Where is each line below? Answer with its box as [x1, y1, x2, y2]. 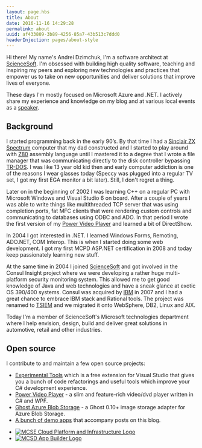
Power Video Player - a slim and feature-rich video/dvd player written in [14, 390, 194, 398]
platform [6, 275, 27, 283]
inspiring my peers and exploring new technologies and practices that [6, 67, 180, 73]
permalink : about [6, 25, 50, 32]
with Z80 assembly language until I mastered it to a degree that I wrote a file [6, 150, 195, 157]
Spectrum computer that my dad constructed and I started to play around [6, 143, 189, 151]
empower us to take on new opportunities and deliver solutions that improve [6, 73, 195, 80]
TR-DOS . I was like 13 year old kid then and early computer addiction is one [6, 163, 194, 170]
